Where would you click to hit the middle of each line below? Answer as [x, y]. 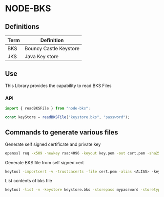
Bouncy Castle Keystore [52, 48]
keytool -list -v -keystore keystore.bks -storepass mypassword [72, 190]
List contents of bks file [29, 181]
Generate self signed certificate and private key [53, 144]
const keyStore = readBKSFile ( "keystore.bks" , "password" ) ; [68, 117]
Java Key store [41, 56]
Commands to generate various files [61, 132]
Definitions [22, 27]
